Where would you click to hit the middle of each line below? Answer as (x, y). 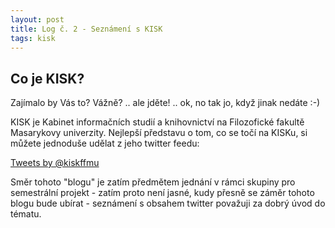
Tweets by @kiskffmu (55, 163)
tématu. (26, 214)
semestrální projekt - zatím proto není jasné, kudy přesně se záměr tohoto (162, 193)
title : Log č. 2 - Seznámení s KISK (86, 29)
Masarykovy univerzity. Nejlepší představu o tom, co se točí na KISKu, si (159, 133)
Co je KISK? (47, 78)
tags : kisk (33, 38)
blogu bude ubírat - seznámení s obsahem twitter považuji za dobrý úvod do (168, 203)
